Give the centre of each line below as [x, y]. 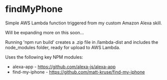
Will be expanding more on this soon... [45, 32]
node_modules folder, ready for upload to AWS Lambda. [63, 47]
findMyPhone [34, 9]
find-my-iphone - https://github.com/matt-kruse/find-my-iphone [79, 72]
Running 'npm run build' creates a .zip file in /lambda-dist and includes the [82, 42]
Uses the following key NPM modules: [44, 57]
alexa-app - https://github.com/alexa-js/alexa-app [64, 67]
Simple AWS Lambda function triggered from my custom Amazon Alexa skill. [83, 23]
